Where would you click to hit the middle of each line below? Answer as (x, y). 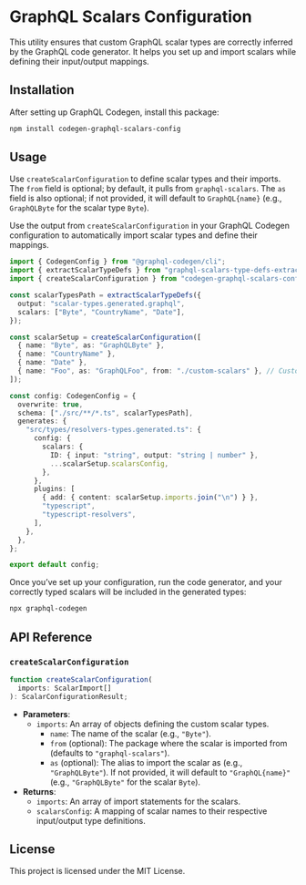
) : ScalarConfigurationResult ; (69, 696)
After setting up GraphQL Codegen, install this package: (114, 112)
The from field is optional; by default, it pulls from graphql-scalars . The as (148, 189)
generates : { (42, 421)
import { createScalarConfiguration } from (93, 279)
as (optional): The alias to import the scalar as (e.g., (146, 762)
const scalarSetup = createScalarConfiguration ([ (106, 337)
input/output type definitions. (91, 820)
